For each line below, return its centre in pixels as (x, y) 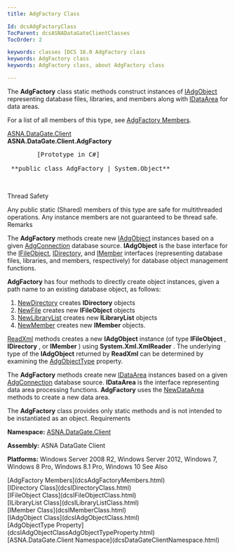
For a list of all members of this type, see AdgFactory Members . (99, 119)
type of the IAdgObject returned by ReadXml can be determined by (106, 354)
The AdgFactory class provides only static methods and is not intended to (115, 410)
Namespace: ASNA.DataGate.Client (59, 432)
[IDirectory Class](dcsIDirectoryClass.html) (69, 487)
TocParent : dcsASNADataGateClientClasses (69, 33)
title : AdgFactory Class (43, 14)
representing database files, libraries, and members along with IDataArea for (118, 98)
